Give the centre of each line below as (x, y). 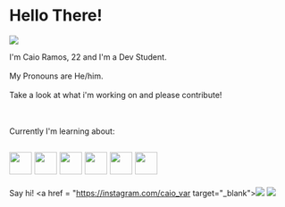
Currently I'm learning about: (62, 131)
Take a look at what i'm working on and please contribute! (116, 95)
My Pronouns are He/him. (57, 76)
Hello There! (56, 16)
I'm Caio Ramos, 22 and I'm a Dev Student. (88, 57)
